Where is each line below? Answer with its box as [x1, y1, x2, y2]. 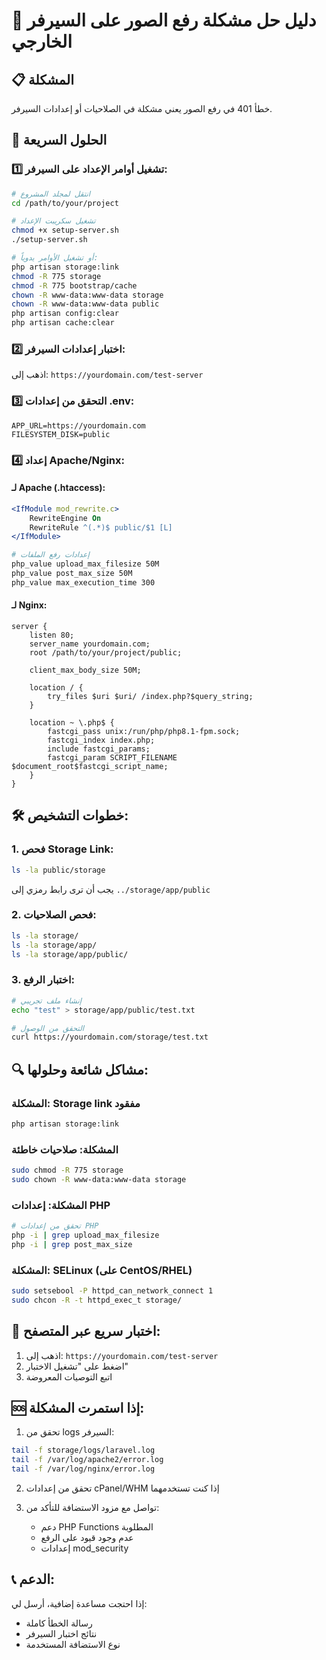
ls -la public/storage [11, 865, 106, 875]
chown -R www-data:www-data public [11, 299, 160, 309]
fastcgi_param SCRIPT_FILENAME [47, 752, 178, 763]
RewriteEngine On [29, 513, 102, 523]
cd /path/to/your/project [11, 198, 119, 208]
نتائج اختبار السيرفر [25, 1627, 98, 1639]
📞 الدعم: [11, 1571, 56, 1588]
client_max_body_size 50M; [29, 665, 142, 675]
